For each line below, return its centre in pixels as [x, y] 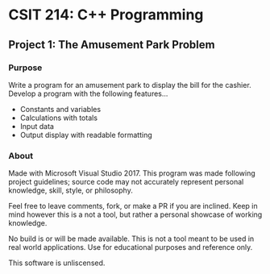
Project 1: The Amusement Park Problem [112, 45]
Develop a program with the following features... [88, 93]
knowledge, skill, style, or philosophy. [71, 190]
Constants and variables [60, 109]
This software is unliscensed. [57, 263]
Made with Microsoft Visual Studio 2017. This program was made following [132, 173]
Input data [37, 126]
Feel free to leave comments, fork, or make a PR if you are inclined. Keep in [133, 206]
